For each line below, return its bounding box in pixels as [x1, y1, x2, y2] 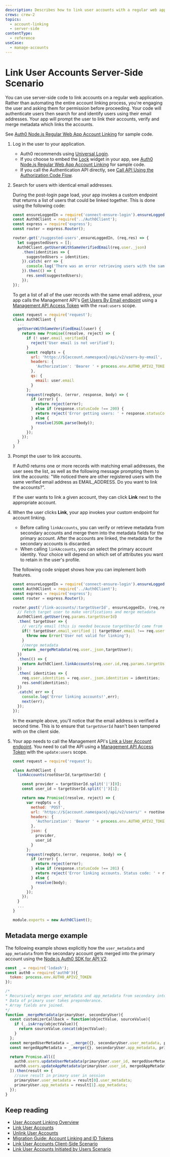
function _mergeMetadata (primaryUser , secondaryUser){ [5, 1012, 123, 1017]
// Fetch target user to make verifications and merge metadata [17, 610, 156, 615]
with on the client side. [12, 728, 60, 734]
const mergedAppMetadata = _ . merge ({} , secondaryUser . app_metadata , [10, 1045, 157, 1050]
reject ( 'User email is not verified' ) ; [31, 340, 115, 346]
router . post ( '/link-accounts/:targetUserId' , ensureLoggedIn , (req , [12, 605, 160, 610]
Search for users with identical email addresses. [12, 182, 113, 188]
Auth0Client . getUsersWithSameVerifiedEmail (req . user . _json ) [17, 245, 147, 250]
